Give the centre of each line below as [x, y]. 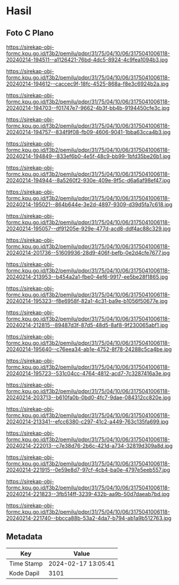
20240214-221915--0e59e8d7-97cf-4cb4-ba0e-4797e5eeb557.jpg [88, 470]
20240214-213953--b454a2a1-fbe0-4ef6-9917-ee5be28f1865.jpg [87, 277]
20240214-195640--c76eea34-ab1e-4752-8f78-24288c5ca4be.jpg [89, 349]
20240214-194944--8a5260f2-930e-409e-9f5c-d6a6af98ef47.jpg [88, 180]
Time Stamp [26, 564]
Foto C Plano [30, 33]
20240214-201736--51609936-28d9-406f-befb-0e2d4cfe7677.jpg [88, 253]
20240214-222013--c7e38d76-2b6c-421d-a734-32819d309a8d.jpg [89, 446]
